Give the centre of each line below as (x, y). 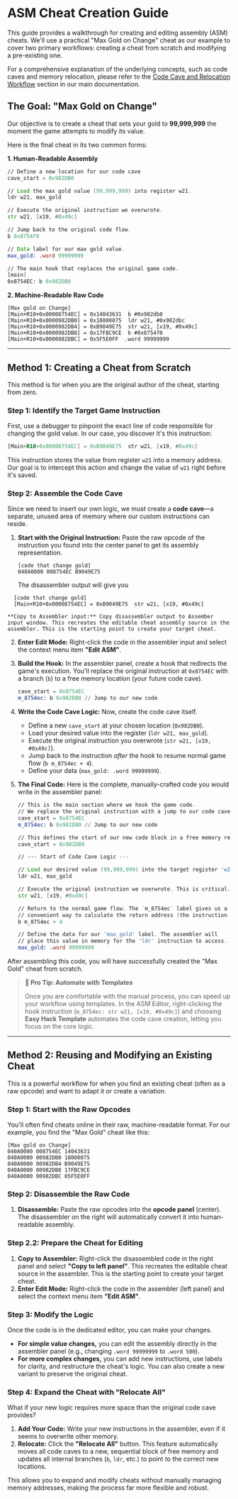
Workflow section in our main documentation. (74, 84)
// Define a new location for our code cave (74, 172)
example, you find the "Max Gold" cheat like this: (79, 1132)
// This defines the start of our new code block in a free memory (119, 837)
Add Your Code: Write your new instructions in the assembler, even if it (121, 1429)
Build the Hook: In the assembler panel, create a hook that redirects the (122, 664)
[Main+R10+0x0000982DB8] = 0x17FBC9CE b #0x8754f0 (85, 333)
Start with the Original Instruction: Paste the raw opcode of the (111, 537)
